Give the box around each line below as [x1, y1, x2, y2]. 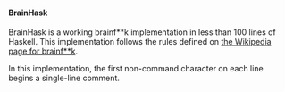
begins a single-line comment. [8, 72, 120, 84]
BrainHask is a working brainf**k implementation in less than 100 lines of [8, 27, 276, 38]
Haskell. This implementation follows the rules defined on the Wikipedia [8, 37, 272, 47]
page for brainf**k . [8, 46, 78, 57]
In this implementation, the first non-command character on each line [8, 63, 264, 74]
